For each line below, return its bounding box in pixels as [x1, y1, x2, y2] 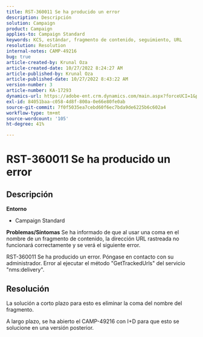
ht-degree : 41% [6, 121, 45, 127]
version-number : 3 [6, 82, 53, 88]
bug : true [6, 54, 31, 60]
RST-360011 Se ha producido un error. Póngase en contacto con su [6, 253, 174, 260]
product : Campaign [6, 25, 53, 32]
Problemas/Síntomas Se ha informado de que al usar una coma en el [6, 229, 179, 236]
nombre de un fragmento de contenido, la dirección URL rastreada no [6, 235, 179, 242]
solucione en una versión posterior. [6, 324, 94, 331]
